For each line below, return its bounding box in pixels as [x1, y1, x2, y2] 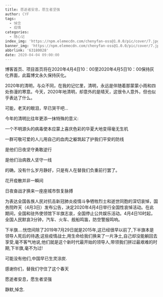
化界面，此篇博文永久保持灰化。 [5, 73, 69, 78]
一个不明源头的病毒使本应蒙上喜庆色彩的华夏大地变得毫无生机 [5, 126, 129, 132]
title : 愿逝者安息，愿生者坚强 [5, 7, 60, 12]
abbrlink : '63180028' [5, 48, 49, 53]
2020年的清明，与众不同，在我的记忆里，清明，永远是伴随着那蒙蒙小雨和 [5, 83, 152, 89]
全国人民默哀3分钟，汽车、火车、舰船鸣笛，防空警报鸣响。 [5, 217, 123, 223]
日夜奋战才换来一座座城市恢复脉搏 [5, 188, 73, 194]
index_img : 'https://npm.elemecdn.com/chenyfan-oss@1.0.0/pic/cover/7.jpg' [5, 39, 162, 44]
